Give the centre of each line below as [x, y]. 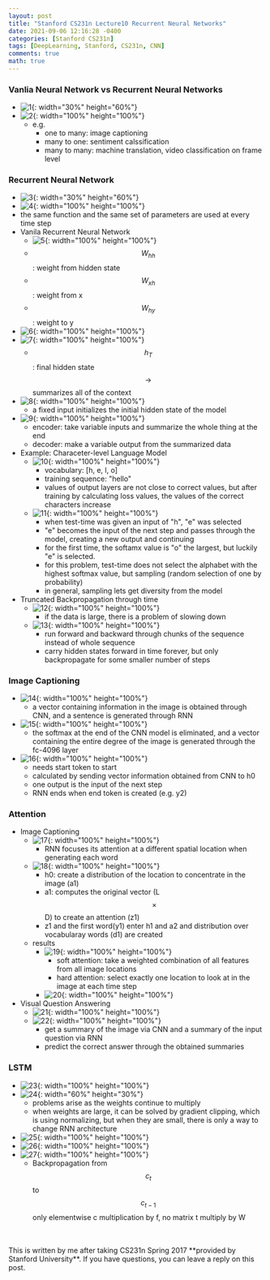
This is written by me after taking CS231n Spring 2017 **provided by [122, 1251]
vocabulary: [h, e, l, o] [81, 470]
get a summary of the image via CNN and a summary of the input [153, 1029]
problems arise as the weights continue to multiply [116, 1102]
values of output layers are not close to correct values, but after [151, 487]
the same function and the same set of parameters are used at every [135, 215]
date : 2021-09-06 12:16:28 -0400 [65, 31]
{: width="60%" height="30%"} [90, 1094]
